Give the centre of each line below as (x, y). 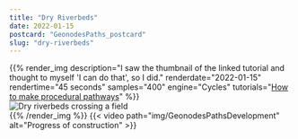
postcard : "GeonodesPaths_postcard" (78, 34)
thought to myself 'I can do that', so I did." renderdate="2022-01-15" (136, 78)
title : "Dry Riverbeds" (54, 17)
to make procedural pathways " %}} (74, 97)
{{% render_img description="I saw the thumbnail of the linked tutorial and (147, 68)
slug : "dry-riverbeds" (52, 43)
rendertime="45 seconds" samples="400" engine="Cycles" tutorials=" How (149, 87)
